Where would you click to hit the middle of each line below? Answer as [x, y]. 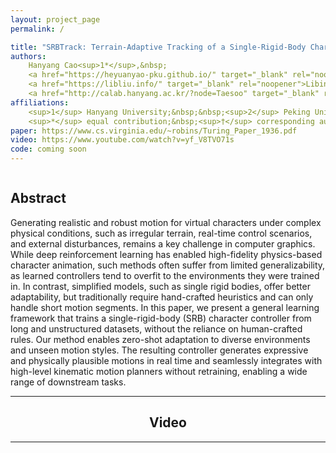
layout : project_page [55, 19]
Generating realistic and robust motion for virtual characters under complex [166, 222]
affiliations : [40, 102]
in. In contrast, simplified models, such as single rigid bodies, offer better [160, 286]
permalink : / [37, 29]
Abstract [38, 198]
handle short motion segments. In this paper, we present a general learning [165, 307]
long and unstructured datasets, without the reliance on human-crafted [156, 328]
